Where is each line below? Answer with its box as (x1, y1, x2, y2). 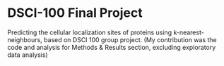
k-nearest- (172, 28, 205, 37)
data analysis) (7, 51, 48, 59)
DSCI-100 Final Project (7, 5, 143, 21)
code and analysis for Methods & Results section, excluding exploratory (7, 43, 216, 51)
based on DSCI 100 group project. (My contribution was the (43, 35, 217, 44)
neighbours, (7, 35, 42, 44)
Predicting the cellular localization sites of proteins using (7, 28, 172, 37)
